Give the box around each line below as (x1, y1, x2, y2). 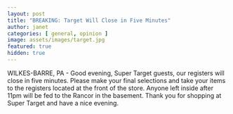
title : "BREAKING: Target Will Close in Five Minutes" (7, 17, 171, 24)
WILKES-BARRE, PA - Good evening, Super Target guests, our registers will (7, 68, 225, 77)
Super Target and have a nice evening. (7, 99, 119, 107)
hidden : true (7, 50, 46, 57)
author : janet (7, 23, 49, 30)
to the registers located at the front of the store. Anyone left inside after (7, 84, 214, 92)
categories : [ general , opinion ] (7, 30, 109, 37)
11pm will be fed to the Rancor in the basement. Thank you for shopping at (7, 91, 222, 99)
